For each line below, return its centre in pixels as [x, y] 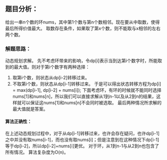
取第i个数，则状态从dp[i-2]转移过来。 [51, 78]
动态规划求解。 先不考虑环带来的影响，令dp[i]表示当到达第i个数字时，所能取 [84, 61]
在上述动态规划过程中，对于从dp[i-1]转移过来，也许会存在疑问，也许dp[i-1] [82, 133]
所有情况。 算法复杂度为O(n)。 [37, 152]
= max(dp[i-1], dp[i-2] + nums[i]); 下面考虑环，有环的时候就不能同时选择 [87, 90]
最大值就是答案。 [30, 109]
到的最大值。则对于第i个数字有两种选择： [48, 67]
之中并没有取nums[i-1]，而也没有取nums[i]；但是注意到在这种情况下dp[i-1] [82, 140]
